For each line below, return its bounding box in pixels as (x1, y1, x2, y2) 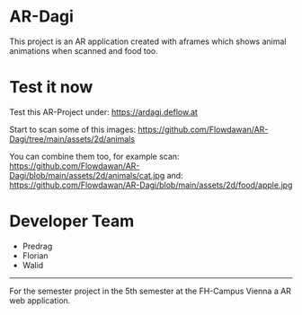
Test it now (9, 77, 93, 98)
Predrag (22, 241, 53, 251)
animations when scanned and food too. (9, 45, 159, 56)
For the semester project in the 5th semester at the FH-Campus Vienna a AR (9, 285, 292, 296)
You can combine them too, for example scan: (9, 151, 180, 162)
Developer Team (9, 211, 135, 232)
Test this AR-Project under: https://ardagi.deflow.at (9, 106, 198, 118)
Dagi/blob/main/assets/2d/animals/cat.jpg (9, 170, 165, 180)
